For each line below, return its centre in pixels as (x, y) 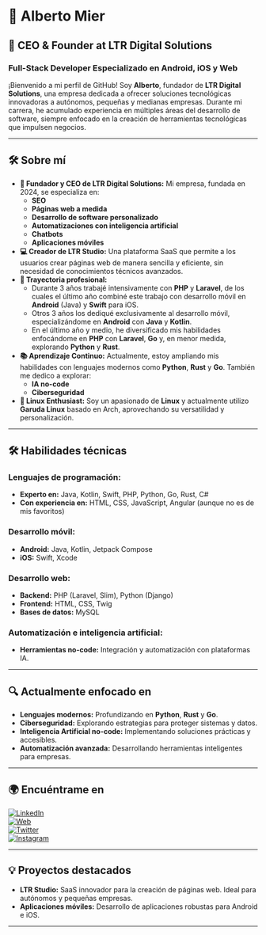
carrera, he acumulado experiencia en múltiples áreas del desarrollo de (124, 110)
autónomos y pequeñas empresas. (76, 898)
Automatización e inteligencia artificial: (85, 633)
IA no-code (50, 384)
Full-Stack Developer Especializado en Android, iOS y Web (123, 68)
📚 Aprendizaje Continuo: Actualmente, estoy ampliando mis (119, 355)
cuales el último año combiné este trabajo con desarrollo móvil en (139, 296)
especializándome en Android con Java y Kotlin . (112, 321)
